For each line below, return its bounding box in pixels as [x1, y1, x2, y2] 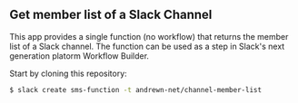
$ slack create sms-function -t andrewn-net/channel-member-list [9, 85, 262, 94]
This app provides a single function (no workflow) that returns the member [9, 31, 289, 42]
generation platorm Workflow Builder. [9, 50, 150, 61]
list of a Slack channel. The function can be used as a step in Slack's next [9, 41, 285, 51]
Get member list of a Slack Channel [9, 7, 213, 23]
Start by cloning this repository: [9, 68, 127, 79]
